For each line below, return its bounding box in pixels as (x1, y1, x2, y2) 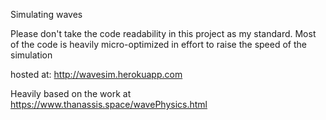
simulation (10, 49, 53, 61)
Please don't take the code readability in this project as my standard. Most (10, 28, 317, 39)
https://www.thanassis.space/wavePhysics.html (10, 99, 208, 110)
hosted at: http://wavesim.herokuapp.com (10, 69, 183, 80)
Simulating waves (10, 9, 83, 20)
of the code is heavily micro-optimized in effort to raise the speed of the (10, 39, 307, 50)
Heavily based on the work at (10, 88, 132, 99)
